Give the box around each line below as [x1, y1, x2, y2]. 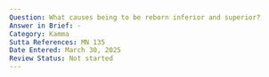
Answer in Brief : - [9, 21, 82, 30]
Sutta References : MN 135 [9, 37, 105, 47]
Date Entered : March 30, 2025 [9, 46, 122, 55]
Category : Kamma [9, 29, 69, 38]
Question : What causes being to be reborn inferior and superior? [9, 12, 261, 22]
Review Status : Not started [9, 54, 114, 63]
